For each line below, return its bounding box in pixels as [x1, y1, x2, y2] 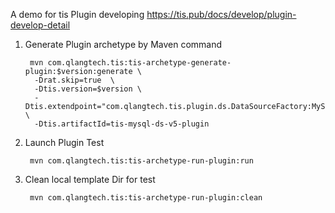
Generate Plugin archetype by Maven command [24, 39, 223, 50]
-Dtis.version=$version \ [34, 84, 142, 94]
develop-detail [10, 19, 71, 31]
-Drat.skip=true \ [34, 75, 115, 85]
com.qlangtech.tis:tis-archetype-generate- [47, 58, 232, 68]
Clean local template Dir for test [24, 174, 156, 185]
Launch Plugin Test [24, 137, 105, 148]
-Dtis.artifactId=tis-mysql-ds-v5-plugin [34, 119, 210, 129]
